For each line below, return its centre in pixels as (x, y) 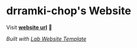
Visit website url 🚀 (29, 27)
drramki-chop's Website (69, 11)
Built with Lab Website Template (46, 39)
